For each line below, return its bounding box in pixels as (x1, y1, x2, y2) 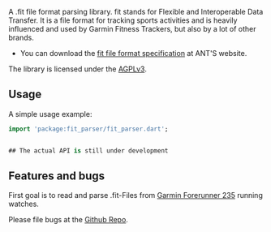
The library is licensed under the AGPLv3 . (8, 64, 148, 74)
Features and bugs (8, 169, 105, 183)
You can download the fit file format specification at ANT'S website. (19, 49, 247, 58)
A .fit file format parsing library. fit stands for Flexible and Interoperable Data (8, 7, 264, 16)
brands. (8, 32, 34, 42)
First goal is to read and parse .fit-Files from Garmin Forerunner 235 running (8, 191, 264, 200)
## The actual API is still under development (8, 146, 169, 155)
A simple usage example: (8, 109, 92, 118)
